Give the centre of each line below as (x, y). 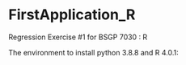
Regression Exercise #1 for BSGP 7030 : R (78, 37)
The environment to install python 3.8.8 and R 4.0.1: (94, 52)
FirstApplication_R (72, 15)
